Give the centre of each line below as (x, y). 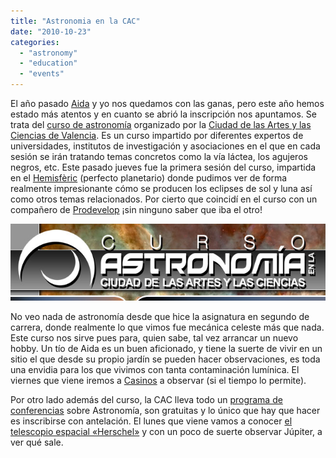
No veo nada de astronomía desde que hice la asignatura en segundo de (160, 316)
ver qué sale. (37, 442)
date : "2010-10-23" (51, 31)
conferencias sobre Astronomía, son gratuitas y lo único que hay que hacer (165, 410)
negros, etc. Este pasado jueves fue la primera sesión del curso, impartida (163, 167)
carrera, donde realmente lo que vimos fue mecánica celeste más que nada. (167, 327)
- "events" (42, 74)
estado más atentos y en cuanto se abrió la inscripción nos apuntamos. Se (163, 114)
